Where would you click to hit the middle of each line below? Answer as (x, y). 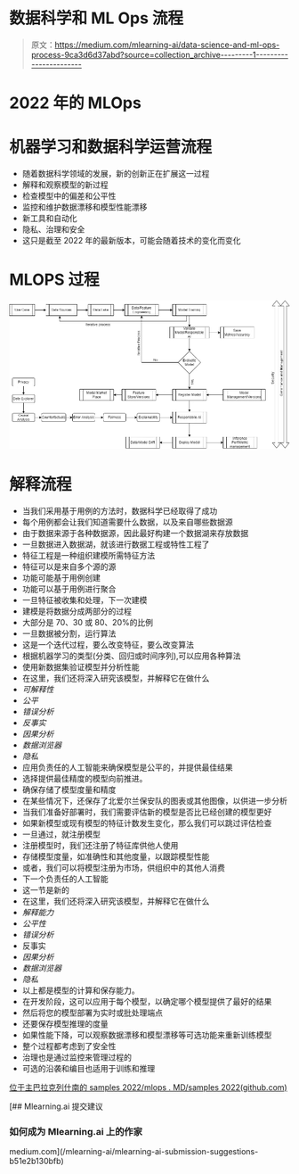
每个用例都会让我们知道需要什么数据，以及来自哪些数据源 (127, 522)
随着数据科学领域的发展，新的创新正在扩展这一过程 (116, 174)
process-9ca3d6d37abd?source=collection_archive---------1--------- (160, 54)
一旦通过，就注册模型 (61, 834)
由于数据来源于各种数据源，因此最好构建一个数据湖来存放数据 (135, 533)
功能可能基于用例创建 (61, 577)
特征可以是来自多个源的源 (69, 566)
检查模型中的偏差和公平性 (69, 196)
